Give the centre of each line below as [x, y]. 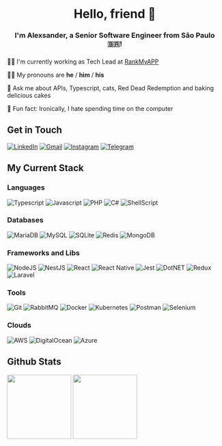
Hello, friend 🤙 [115, 14]
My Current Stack [45, 168]
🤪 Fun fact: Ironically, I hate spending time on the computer [90, 109]
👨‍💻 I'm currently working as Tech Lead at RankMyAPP [83, 62]
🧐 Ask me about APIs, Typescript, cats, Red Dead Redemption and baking [110, 88]
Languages [26, 187]
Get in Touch [35, 130]
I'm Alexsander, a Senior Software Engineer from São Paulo [115, 36]
